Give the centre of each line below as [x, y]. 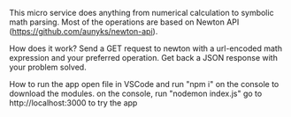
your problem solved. [48, 67]
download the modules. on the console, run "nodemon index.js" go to [136, 93]
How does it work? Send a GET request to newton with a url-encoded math [146, 48]
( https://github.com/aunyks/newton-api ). [84, 31]
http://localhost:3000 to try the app [73, 103]
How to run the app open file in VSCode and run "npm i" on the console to [144, 84]
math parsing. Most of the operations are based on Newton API [124, 22]
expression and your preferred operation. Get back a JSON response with [144, 58]
